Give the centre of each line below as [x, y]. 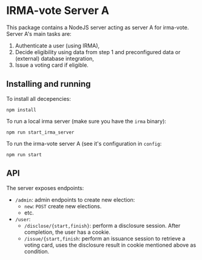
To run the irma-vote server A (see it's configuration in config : [84, 143]
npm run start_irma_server [40, 132]
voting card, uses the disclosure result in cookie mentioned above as [110, 245]
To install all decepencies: [39, 98]
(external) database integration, [54, 58]
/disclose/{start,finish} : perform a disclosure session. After [102, 225]
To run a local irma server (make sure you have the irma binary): [86, 121]
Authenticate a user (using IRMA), [57, 46]
